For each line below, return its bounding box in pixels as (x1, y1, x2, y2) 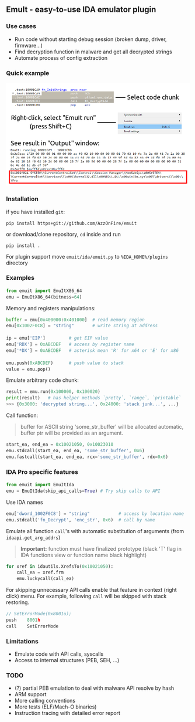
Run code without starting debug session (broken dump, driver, (14, 35, 167, 43)
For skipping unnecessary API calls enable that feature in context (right (6, 587, 177, 594)
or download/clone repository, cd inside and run (6, 231, 121, 238)
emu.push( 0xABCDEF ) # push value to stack (6, 360, 124, 366)
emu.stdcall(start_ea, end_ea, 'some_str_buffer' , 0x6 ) (6, 448, 145, 453)
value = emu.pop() (6, 366, 51, 372)
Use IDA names (6, 499, 43, 506)
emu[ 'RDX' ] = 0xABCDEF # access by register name (6, 341, 134, 348)
